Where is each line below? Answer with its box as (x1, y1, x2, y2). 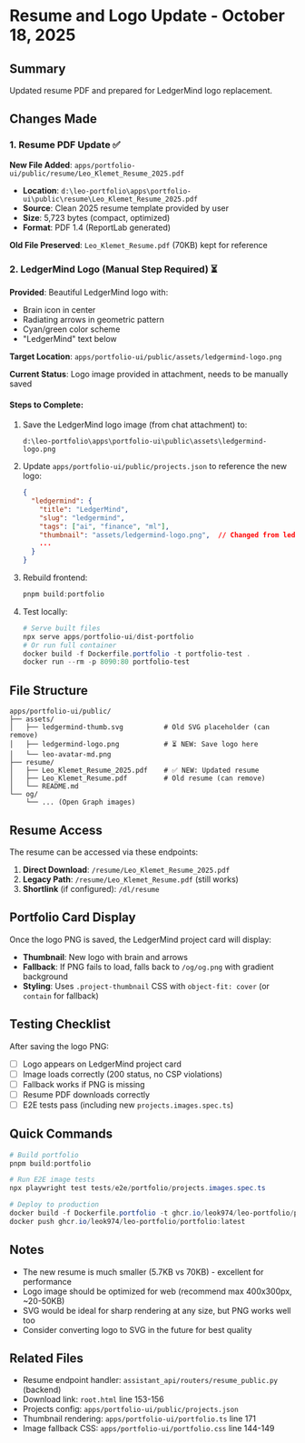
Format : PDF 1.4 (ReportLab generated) (22, 222, 171, 233)
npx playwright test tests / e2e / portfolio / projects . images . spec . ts (9, 1184, 266, 1193)
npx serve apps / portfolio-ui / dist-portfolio (22, 632, 194, 641)
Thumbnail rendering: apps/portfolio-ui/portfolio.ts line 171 (22, 1413, 257, 1424)
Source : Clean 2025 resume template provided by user (22, 202, 230, 214)
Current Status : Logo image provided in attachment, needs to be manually (9, 368, 289, 379)
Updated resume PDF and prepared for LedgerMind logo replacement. (9, 85, 272, 95)
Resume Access (9, 822, 103, 837)
